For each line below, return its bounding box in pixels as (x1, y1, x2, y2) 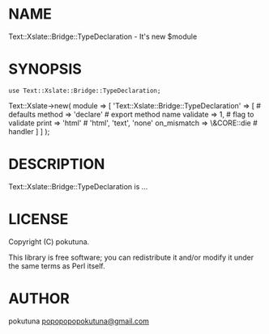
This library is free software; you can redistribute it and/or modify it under (8, 252, 254, 262)
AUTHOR (8, 289, 70, 307)
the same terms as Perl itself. (8, 260, 105, 271)
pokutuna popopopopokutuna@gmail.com (8, 316, 150, 326)
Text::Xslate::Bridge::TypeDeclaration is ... (8, 181, 148, 191)
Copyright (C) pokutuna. (8, 236, 90, 247)
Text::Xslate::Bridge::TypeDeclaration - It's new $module (8, 32, 198, 41)
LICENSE (8, 210, 69, 228)
